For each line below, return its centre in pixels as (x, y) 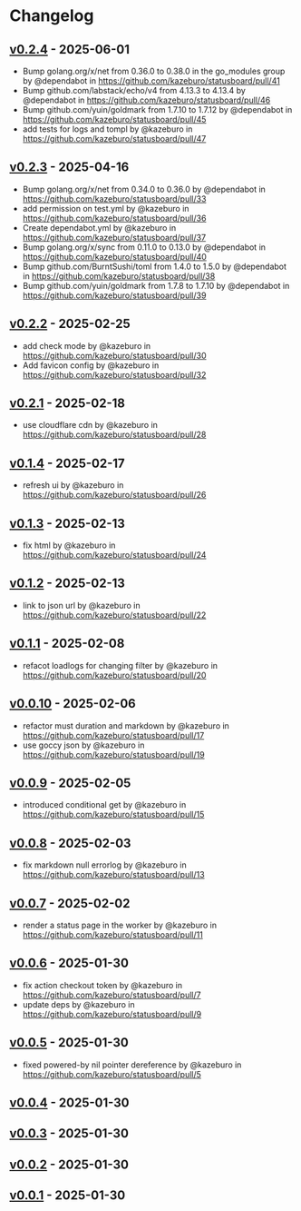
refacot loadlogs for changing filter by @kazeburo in (120, 665)
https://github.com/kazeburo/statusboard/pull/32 (114, 374)
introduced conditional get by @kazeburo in (104, 805)
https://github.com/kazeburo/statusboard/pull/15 (113, 815)
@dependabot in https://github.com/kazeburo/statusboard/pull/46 (146, 100)
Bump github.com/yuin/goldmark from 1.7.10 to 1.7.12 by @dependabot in (157, 109)
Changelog (52, 16)
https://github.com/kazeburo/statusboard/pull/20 (114, 675)
